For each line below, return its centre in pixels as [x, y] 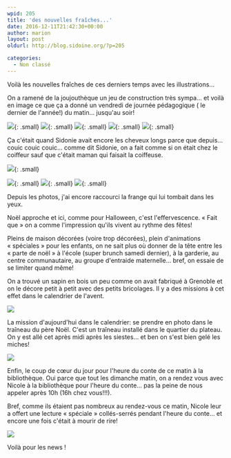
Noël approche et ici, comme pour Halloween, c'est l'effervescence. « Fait [112, 217]
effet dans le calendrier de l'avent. [56, 295]
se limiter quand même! [41, 268]
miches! [18, 344]
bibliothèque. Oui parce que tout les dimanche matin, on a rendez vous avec [115, 378]
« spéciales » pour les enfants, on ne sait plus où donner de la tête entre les [115, 246]
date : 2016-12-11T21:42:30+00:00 [55, 26]
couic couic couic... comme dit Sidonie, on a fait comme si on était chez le [113, 147]
